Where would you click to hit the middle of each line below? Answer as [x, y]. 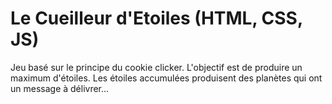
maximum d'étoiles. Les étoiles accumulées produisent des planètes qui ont [166, 78]
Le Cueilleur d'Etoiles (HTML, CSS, [156, 18]
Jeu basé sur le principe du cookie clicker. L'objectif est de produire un [156, 67]
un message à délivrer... [60, 88]
